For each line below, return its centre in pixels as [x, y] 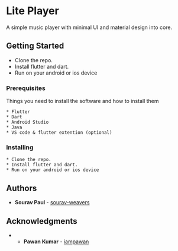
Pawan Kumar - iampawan [56, 242]
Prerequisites [26, 88]
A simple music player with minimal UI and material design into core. [89, 27]
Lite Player [33, 11]
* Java [14, 128]
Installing [20, 147]
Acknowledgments [42, 221]
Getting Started [35, 46]
